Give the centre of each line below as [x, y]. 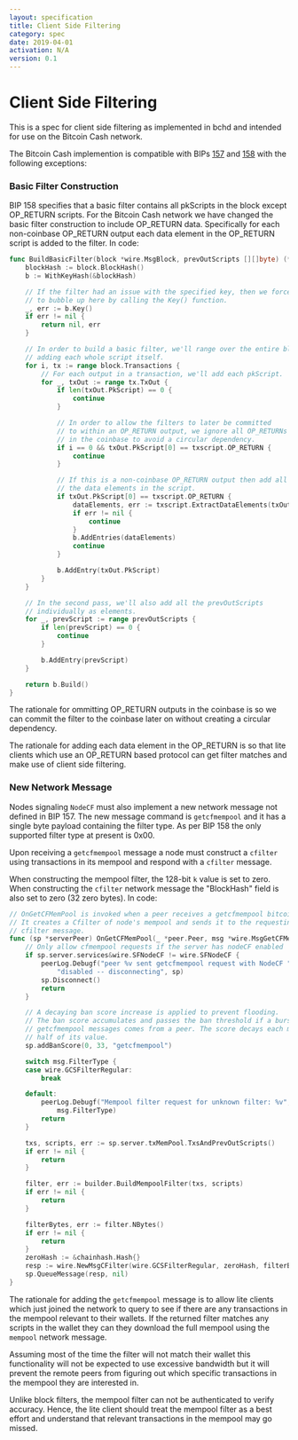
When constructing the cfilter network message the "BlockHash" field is [144, 888]
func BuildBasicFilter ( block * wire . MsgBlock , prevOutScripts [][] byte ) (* [150, 260]
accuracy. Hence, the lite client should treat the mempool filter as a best [141, 1409]
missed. [24, 1428]
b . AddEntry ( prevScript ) [85, 660]
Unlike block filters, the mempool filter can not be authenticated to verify [142, 1399]
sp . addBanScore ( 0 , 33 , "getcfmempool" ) [99, 1045]
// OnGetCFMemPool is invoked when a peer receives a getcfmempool [137, 914]
